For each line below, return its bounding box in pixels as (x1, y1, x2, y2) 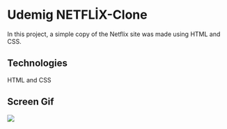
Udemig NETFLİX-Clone (7, 7, 148, 23)
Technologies (7, 58, 68, 69)
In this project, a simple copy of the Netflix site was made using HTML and (7, 30, 221, 38)
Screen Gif (7, 96, 54, 108)
